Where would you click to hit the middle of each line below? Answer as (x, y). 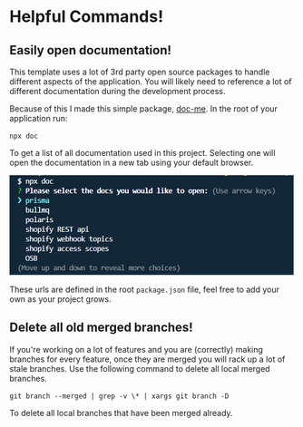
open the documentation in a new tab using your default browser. (132, 162)
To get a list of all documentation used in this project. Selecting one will (142, 153)
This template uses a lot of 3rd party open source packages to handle (140, 72)
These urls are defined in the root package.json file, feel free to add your (144, 289)
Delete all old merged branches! (101, 328)
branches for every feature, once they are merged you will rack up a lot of (147, 359)
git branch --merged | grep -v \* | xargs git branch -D (119, 396)
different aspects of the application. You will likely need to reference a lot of (151, 82)
